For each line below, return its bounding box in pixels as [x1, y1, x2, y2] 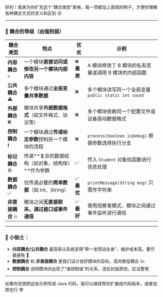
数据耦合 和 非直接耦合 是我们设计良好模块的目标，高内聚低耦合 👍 [12, 258, 145, 264]
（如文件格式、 [29, 112, 63, 119]
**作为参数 [24, 167, 50, 174]
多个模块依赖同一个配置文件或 [87, 108, 156, 115]
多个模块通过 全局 [24, 85, 63, 92]
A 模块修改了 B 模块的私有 [87, 62, 147, 69]
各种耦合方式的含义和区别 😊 [5, 10, 62, 16]
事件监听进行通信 [87, 210, 127, 217]
